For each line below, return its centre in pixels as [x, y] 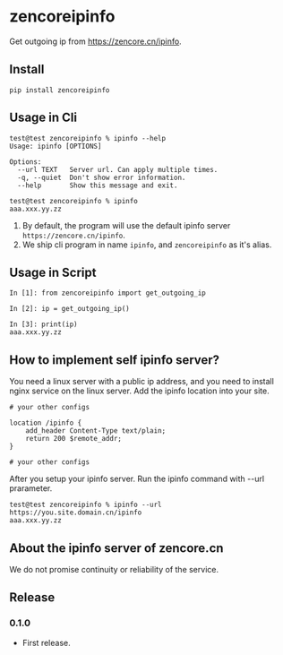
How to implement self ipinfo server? [115, 360]
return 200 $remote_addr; [74, 439]
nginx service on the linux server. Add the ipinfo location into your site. [140, 391]
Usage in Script [53, 272]
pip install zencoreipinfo [60, 90]
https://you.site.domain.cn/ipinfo [76, 513]
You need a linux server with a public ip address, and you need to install [142, 382]
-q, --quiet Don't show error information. [102, 177]
